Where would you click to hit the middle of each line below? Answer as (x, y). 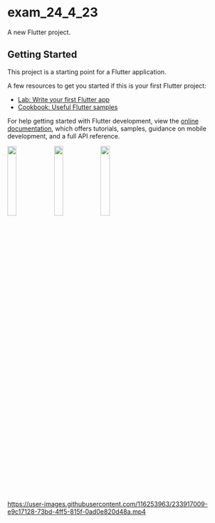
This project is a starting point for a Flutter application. (87, 71)
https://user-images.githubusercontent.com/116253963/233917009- (107, 504)
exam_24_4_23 (53, 12)
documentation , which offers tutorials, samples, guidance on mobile (107, 128)
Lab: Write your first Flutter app (64, 99)
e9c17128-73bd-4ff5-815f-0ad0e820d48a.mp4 (77, 512)
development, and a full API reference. (64, 136)
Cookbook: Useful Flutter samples (68, 107)
